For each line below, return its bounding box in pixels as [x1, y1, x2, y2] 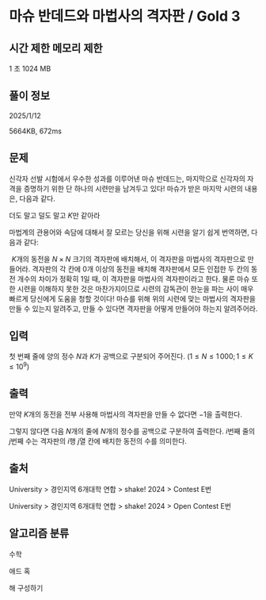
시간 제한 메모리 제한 [9, 41, 103, 55]
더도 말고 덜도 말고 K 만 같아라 [9, 210, 101, 220]
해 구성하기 [9, 583, 44, 592]
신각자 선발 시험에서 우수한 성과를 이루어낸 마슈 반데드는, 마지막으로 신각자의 [9, 174, 246, 183]
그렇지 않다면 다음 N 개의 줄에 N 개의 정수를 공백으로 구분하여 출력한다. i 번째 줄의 [9, 426, 256, 436]
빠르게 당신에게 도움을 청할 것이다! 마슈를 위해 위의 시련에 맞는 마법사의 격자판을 [9, 294, 256, 303]
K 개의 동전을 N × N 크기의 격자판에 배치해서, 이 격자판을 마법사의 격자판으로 [11, 254, 246, 263]
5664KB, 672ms [9, 126, 63, 136]
